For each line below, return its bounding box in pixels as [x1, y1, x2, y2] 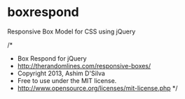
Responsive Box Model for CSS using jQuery [7, 27, 136, 36]
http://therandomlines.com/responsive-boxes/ [17, 61, 151, 70]
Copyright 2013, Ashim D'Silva [17, 69, 105, 77]
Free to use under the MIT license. [17, 76, 117, 84]
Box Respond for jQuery [17, 54, 87, 63]
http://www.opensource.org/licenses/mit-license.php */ [17, 84, 178, 92]
